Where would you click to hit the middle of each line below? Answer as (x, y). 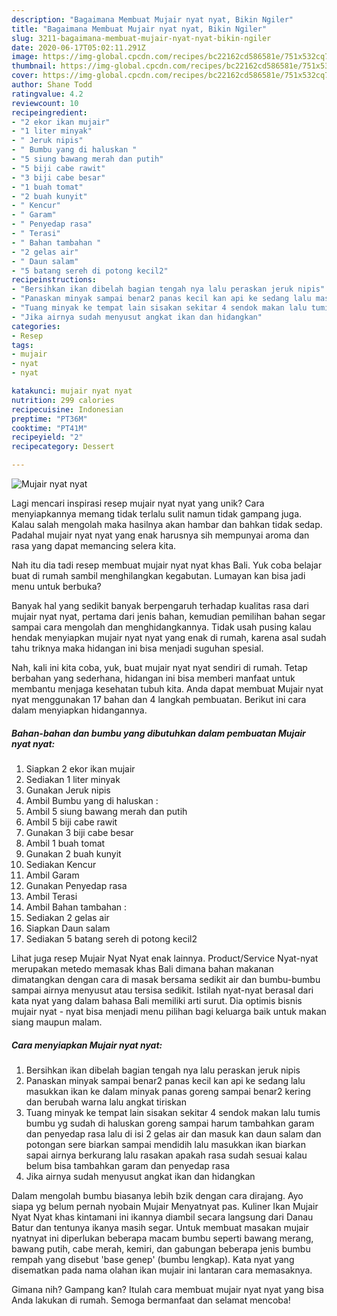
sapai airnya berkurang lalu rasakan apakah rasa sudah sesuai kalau (166, 1155)
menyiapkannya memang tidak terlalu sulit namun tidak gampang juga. (157, 514)
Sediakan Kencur (61, 864)
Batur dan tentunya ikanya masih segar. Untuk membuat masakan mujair (160, 1227)
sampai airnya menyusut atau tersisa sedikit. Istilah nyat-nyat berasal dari (162, 990)
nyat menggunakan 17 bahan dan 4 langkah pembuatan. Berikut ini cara (159, 699)
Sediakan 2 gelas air (67, 917)
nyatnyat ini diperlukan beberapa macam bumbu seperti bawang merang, (162, 1238)
